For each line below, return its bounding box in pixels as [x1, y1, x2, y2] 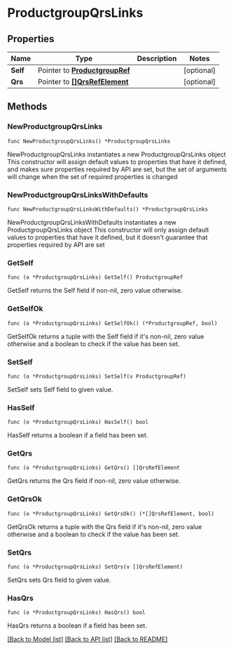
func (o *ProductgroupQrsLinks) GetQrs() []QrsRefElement [7, 465, 180, 472]
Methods [7, 100, 48, 113]
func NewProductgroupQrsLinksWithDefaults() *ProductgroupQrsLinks [7, 206, 209, 213]
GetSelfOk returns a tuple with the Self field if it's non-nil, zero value [7, 332, 205, 340]
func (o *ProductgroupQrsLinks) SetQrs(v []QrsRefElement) [7, 564, 184, 571]
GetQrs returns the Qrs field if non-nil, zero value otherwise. [7, 477, 181, 485]
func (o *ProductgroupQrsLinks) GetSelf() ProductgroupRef [7, 274, 184, 281]
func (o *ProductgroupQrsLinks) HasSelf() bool [7, 419, 149, 426]
